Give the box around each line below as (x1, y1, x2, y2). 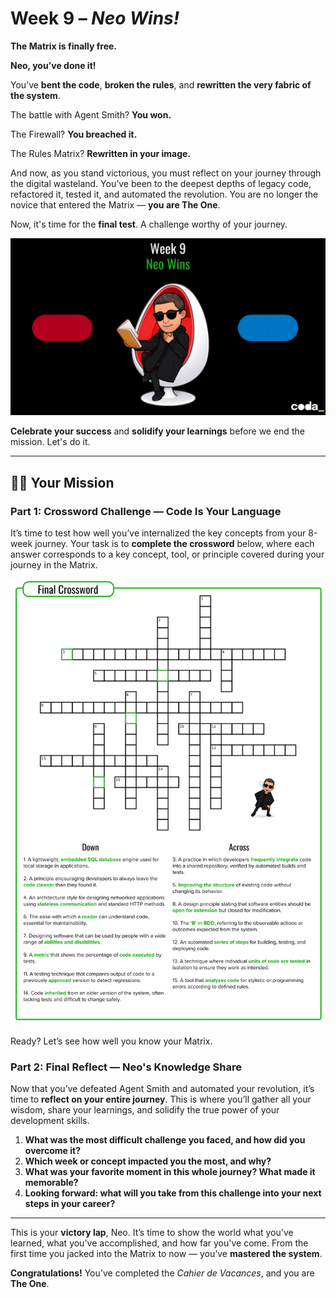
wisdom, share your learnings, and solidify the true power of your (10, 1104, 280, 1116)
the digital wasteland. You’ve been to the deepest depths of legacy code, (10, 177, 312, 189)
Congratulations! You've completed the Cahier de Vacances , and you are (10, 1267, 315, 1279)
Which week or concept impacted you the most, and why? (24, 1155, 272, 1167)
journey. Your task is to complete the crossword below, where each (34, 538, 315, 550)
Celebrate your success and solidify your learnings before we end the (10, 425, 305, 437)
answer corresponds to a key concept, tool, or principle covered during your (10, 548, 325, 561)
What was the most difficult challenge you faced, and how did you (24, 1134, 306, 1146)
